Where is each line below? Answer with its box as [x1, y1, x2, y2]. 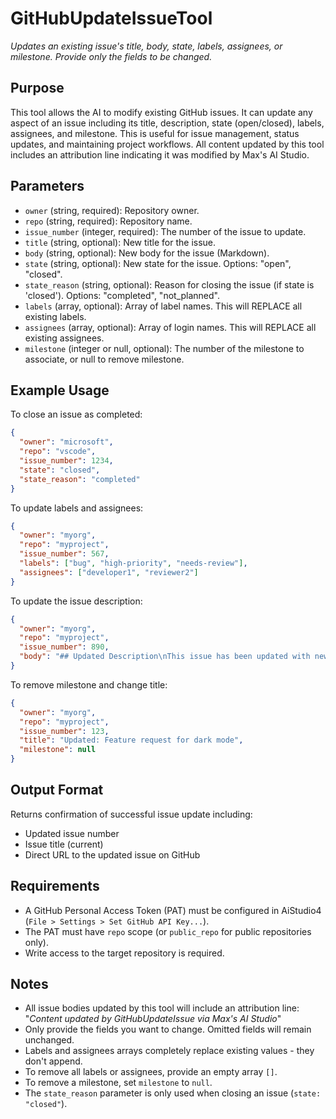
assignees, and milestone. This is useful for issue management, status [10, 127, 300, 139]
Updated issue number [24, 827, 120, 839]
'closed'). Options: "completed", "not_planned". [24, 289, 220, 301]
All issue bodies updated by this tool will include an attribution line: [24, 1002, 300, 1014]
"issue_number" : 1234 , [19, 456, 114, 466]
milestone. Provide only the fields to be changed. [10, 50, 213, 62]
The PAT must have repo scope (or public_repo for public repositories [24, 925, 312, 937]
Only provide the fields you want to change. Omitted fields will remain [24, 1023, 312, 1036]
